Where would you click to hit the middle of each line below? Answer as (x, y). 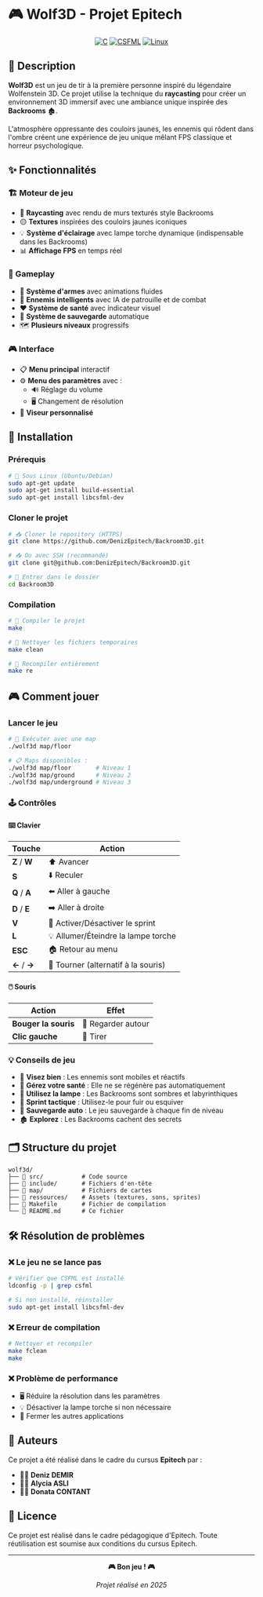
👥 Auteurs (33, 1441)
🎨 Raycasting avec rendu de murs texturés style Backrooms (116, 213)
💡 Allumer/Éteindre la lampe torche (112, 936)
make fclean (27, 1351)
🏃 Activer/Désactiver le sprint (102, 923)
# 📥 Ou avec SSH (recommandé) (59, 556)
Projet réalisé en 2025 (131, 1584)
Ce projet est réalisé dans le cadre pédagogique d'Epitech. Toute (113, 1535)
